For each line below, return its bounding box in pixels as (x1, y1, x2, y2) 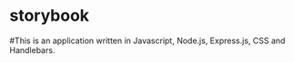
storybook (9, 5, 89, 26)
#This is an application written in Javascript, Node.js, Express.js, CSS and (9, 35, 286, 46)
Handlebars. (9, 44, 56, 55)
